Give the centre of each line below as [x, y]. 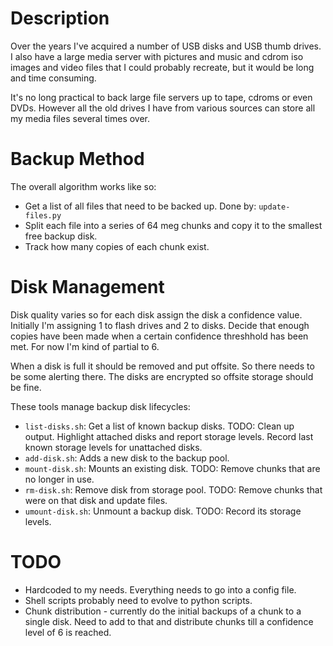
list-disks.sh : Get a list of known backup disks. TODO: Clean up [159, 426]
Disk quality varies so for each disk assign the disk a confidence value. [156, 314]
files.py [43, 215]
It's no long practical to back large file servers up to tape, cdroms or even [161, 97]
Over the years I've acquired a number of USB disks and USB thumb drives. [166, 46]
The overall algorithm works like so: [83, 186]
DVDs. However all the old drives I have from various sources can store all [163, 108]
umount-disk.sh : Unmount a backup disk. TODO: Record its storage [163, 511]
